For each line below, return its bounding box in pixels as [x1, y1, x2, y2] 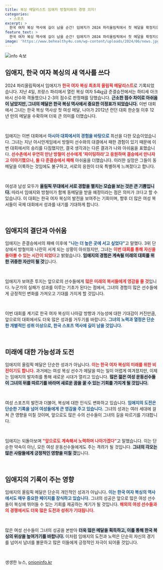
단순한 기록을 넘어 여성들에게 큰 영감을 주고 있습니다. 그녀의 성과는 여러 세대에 [5, 406, 151, 412]
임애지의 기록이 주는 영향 [5, 475, 74, 484]
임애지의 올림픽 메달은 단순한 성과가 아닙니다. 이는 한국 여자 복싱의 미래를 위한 [5, 362, 152, 367]
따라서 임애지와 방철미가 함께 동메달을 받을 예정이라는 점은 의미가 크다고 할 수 [11, 189, 158, 195]
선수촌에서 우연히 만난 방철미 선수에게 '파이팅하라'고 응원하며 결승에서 [11, 151, 143, 157]
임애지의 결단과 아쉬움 [5, 226, 67, 235]
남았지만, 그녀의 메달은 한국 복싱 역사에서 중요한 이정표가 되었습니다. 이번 [10, 101, 147, 106]
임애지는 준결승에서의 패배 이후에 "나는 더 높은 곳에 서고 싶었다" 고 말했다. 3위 [5, 240, 151, 246]
